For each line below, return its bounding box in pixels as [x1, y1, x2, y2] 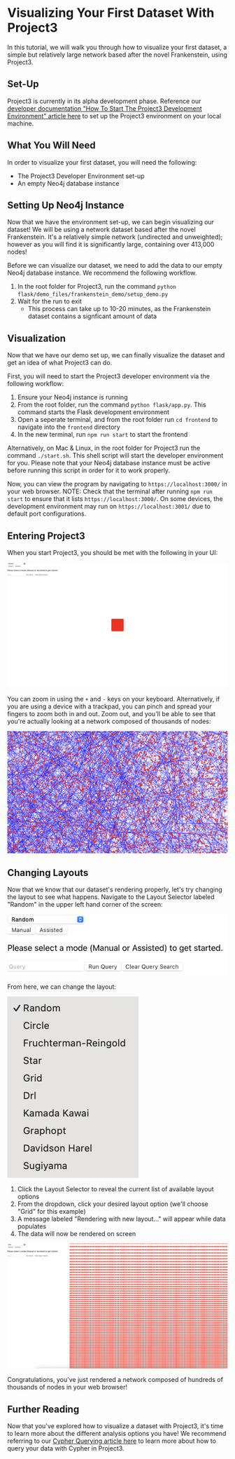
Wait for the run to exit [17, 297, 82, 306]
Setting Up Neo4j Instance [7, 199, 124, 211]
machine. [7, 119, 34, 128]
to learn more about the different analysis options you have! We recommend [7, 1430, 227, 1438]
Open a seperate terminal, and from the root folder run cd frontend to [17, 416, 218, 424]
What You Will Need [7, 139, 96, 151]
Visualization [7, 332, 66, 344]
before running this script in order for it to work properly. [7, 466, 170, 474]
